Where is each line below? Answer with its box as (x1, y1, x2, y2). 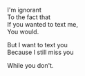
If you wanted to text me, (7, 21, 78, 28)
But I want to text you (7, 41, 68, 49)
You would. (7, 27, 39, 36)
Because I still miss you (7, 48, 74, 56)
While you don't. (7, 62, 54, 69)
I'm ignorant (7, 6, 41, 14)
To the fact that (7, 13, 50, 21)
